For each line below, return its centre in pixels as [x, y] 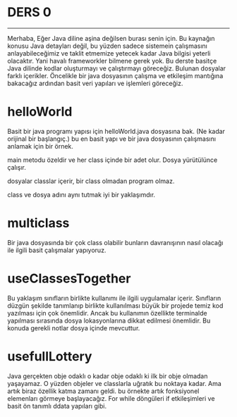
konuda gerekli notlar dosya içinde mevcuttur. [74, 328]
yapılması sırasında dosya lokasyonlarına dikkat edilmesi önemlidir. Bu [109, 320]
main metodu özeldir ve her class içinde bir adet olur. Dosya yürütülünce [113, 160]
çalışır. [17, 167]
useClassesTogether [69, 278]
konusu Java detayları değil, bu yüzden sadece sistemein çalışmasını [108, 46]
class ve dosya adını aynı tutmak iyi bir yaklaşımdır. [81, 194]
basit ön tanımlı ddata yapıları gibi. [57, 406]
